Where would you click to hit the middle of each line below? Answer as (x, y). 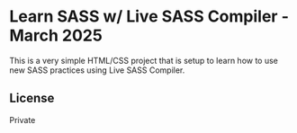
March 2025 (56, 35)
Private (22, 120)
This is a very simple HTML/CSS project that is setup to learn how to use (144, 60)
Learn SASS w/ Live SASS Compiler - (149, 17)
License (32, 98)
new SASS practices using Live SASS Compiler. (97, 70)
